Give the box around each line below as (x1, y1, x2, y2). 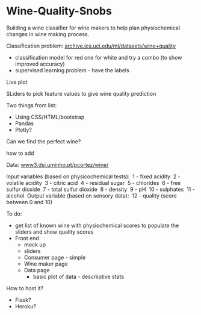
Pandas (14, 119, 34, 127)
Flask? (14, 296, 31, 304)
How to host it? (6, 284, 44, 292)
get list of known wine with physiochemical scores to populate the (14, 222, 179, 229)
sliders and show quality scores (14, 228, 94, 235)
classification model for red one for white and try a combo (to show (14, 54, 182, 61)
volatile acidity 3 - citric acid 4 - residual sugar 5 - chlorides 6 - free (6, 179, 181, 186)
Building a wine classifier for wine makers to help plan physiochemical (6, 24, 181, 31)
